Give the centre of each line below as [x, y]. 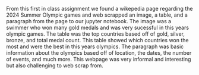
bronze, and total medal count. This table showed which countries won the [97, 40]
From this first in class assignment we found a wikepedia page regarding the [99, 9]
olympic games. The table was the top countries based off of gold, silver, [96, 34]
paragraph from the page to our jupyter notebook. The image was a [89, 21]
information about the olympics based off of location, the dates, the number [99, 53]
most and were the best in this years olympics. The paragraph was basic [95, 46]
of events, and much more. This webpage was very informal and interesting [99, 59]
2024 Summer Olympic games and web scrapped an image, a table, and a [97, 15]
